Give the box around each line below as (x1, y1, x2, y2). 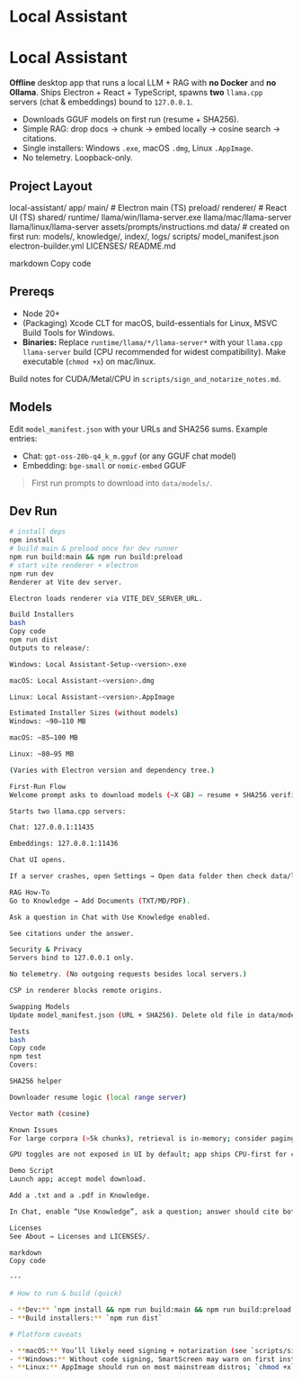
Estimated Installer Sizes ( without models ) (9, 709, 179, 718)
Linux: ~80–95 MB (9, 750, 75, 759)
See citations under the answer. (9, 929, 135, 938)
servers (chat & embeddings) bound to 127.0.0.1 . (9, 96, 193, 107)
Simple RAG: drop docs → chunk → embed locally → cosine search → (22, 123, 281, 134)
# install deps (9, 527, 67, 537)
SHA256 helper (9, 1077, 63, 1086)
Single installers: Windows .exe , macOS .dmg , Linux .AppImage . (22, 142, 253, 154)
